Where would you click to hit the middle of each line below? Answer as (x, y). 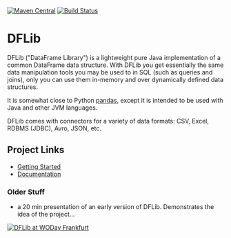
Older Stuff (26, 192)
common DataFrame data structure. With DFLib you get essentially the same (115, 65)
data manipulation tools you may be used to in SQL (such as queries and (110, 72)
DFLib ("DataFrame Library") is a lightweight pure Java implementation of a (114, 57)
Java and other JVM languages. (52, 108)
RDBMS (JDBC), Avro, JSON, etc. (54, 128)
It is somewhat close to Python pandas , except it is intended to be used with (115, 100)
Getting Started (39, 166)
